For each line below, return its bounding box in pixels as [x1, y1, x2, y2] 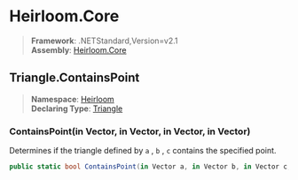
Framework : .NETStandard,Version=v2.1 [30, 35, 178, 46]
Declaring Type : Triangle [30, 103, 123, 114]
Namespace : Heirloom [30, 94, 115, 104]
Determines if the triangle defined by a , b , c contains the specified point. [9, 146, 277, 156]
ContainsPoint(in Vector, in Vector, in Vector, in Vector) [9, 125, 251, 138]
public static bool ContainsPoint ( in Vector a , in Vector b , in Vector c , [9, 162, 292, 171]
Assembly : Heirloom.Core [30, 44, 127, 55]
